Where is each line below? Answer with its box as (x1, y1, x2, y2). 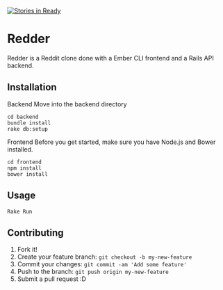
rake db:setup (7, 125, 49, 132)
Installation (7, 81, 57, 93)
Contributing (7, 227, 64, 239)
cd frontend (7, 159, 42, 166)
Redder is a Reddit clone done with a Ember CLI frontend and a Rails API (7, 54, 214, 62)
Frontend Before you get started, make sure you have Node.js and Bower (7, 138, 216, 146)
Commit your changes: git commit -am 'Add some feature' (17, 260, 188, 268)
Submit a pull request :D (17, 275, 87, 283)
